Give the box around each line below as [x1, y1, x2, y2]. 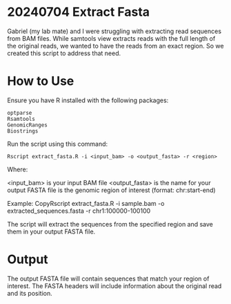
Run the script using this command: [7, 140, 108, 148]
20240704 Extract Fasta [7, 4, 150, 20]
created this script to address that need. [7, 49, 121, 57]
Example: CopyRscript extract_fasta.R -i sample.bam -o [7, 199, 165, 207]
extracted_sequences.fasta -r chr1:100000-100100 [7, 207, 151, 215]
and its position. [7, 289, 53, 297]
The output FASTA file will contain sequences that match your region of [7, 274, 210, 283]
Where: [7, 165, 28, 173]
